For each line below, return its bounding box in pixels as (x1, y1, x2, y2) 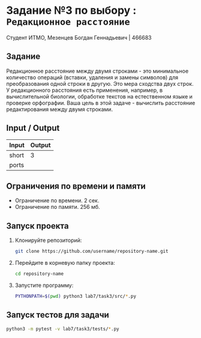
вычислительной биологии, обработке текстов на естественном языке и (6, 92, 193, 100)
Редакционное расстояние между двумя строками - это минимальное (6, 67, 189, 74)
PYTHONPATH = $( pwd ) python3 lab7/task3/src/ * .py (14, 293, 137, 299)
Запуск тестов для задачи (6, 310, 109, 320)
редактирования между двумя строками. (6, 106, 113, 113)
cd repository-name (14, 271, 64, 277)
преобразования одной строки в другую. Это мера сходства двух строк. (6, 80, 194, 87)
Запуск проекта (6, 220, 69, 231)
